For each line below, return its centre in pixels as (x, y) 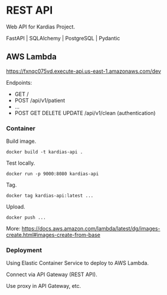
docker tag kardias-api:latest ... (50, 196)
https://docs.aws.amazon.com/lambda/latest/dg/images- (91, 229)
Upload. (16, 207)
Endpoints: (19, 82)
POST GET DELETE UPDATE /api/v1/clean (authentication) (85, 113)
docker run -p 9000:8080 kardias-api (53, 174)
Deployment (24, 250)
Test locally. (21, 163)
